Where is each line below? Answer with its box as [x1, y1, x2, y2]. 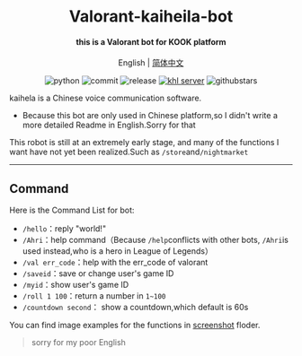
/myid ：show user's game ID [22, 280, 129, 291]
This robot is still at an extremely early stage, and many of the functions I [9, 137, 280, 148]
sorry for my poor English [31, 337, 126, 348]
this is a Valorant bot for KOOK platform [75, 36, 226, 47]
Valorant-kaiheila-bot [68, 6, 234, 27]
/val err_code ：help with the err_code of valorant [22, 257, 209, 268]
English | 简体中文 [118, 57, 184, 68]
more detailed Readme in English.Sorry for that [22, 119, 196, 131]
